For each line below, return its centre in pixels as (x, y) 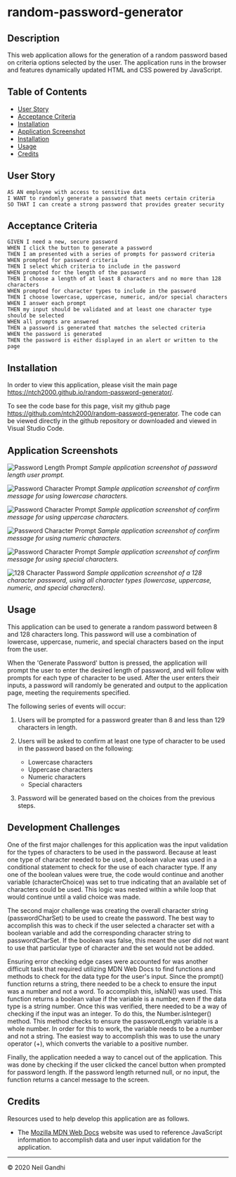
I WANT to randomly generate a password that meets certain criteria (111, 198)
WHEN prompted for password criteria (63, 261)
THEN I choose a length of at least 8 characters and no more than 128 (114, 279)
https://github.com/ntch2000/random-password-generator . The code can (114, 414)
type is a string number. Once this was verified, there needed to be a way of (117, 1006)
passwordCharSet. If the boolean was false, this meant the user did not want (118, 940)
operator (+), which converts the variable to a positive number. (98, 1043)
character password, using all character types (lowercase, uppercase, (110, 580)
